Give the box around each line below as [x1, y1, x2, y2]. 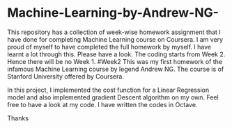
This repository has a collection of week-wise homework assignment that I [7, 28, 221, 36]
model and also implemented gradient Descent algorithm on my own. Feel [7, 93, 219, 102]
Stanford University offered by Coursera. [7, 72, 124, 81]
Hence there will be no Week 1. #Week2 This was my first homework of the [7, 57, 223, 65]
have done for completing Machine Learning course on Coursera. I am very [7, 35, 224, 43]
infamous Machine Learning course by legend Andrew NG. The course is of [7, 65, 224, 73]
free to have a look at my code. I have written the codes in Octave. [7, 100, 198, 109]
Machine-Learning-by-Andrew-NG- [7, 5, 219, 21]
